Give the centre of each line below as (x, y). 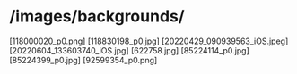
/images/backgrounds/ (97, 16)
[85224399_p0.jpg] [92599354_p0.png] (83, 60)
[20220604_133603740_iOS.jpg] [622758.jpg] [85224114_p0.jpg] (129, 50)
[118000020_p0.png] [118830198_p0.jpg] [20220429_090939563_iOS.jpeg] (149, 41)
